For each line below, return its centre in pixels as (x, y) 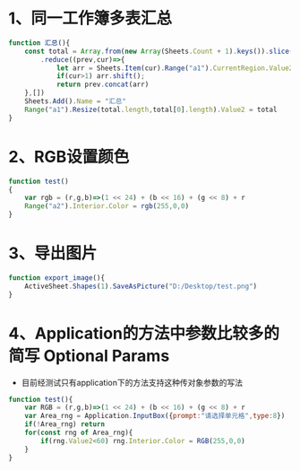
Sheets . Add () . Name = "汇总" (76, 101)
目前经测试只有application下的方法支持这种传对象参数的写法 (132, 382)
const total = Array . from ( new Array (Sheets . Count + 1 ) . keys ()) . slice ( (159, 51)
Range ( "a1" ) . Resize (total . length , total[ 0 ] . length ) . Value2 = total (151, 109)
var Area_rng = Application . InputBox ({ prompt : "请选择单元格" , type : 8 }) (155, 416)
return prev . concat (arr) (103, 85)
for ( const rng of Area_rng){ (79, 432)
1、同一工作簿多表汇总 (90, 18)
